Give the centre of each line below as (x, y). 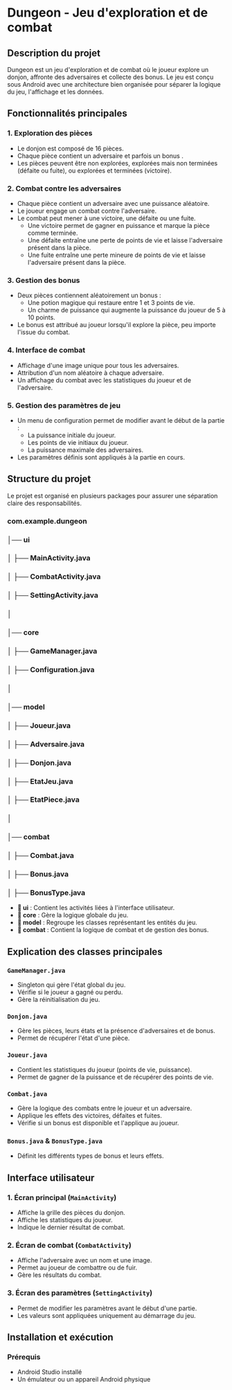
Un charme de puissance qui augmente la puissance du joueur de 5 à (126, 310)
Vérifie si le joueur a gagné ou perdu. (70, 992)
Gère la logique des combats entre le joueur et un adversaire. (105, 1108)
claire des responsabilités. (44, 503)
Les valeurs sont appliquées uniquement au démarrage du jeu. (106, 1315)
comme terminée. (53, 233)
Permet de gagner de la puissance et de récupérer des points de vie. (115, 1077)
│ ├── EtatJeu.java (40, 781)
